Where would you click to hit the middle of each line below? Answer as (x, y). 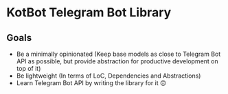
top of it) (28, 68)
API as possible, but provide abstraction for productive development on (117, 61)
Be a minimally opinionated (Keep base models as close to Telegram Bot (118, 54)
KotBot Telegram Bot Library (89, 13)
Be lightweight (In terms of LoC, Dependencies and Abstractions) (109, 76)
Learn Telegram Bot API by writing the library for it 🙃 (91, 83)
